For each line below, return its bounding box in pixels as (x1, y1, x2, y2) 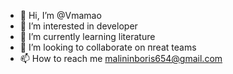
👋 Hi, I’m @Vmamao (19, 10, 102, 21)
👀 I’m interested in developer (19, 20, 138, 32)
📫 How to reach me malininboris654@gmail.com (19, 53, 223, 64)
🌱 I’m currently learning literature (19, 31, 156, 42)
